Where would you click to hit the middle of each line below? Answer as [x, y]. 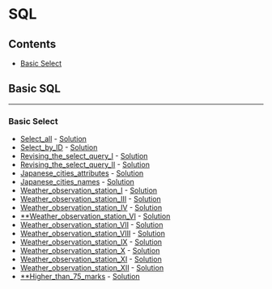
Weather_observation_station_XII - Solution [92, 268]
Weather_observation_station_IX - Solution [91, 242]
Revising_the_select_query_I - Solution [84, 156]
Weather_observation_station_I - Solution [89, 190]
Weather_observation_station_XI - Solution [91, 259]
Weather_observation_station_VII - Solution [91, 225]
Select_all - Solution [53, 139]
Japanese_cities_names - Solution [77, 182]
